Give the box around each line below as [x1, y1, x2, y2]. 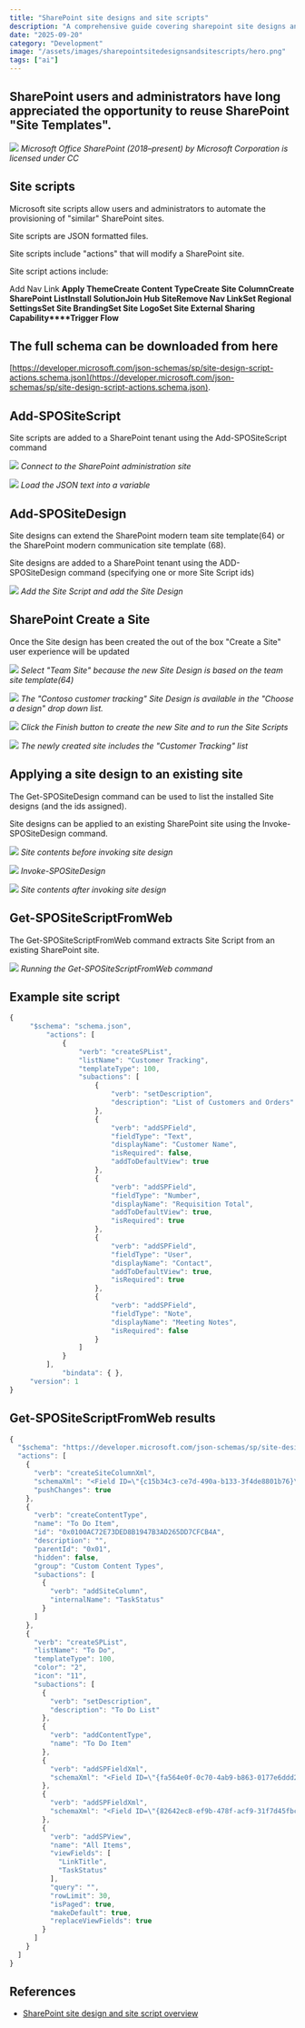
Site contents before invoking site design [20, 847, 173, 858]
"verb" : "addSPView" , [49, 1832, 132, 1842]
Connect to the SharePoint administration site [20, 461, 192, 472]
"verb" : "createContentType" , [33, 1511, 148, 1520]
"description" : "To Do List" [49, 1705, 161, 1714]
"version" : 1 [29, 1377, 79, 1386]
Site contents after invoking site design [20, 884, 166, 895]
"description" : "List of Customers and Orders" [110, 1098, 295, 1108]
